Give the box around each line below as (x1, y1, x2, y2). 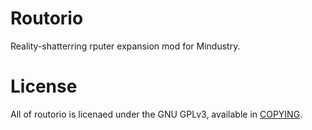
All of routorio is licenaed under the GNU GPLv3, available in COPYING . (10, 108, 303, 120)
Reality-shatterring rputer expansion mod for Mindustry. (10, 40, 241, 52)
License (10, 75, 78, 98)
